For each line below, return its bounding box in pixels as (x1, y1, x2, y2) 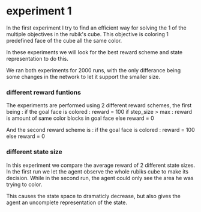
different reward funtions (6, 88, 81, 96)
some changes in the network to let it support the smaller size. (6, 73, 161, 80)
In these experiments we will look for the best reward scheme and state (6, 48, 183, 55)
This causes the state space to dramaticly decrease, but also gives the (6, 192, 181, 199)
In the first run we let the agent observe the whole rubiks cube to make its (6, 167, 189, 175)
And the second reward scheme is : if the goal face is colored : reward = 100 (6, 126, 195, 134)
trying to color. (6, 181, 43, 188)
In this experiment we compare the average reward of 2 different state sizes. (6, 161, 196, 169)
